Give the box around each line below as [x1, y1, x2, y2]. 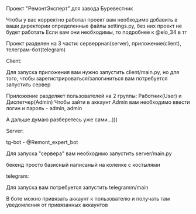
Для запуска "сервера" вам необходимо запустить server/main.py [6, 150, 172, 157]
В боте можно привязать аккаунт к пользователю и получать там [6, 195, 170, 202]
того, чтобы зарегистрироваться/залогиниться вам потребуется [6, 75, 168, 82]
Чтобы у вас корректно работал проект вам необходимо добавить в [6, 16, 178, 23]
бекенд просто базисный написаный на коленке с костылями [6, 162, 160, 168]
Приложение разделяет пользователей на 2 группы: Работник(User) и [6, 93, 182, 99]
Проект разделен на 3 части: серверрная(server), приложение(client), [6, 40, 181, 47]
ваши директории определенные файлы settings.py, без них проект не [6, 23, 183, 29]
